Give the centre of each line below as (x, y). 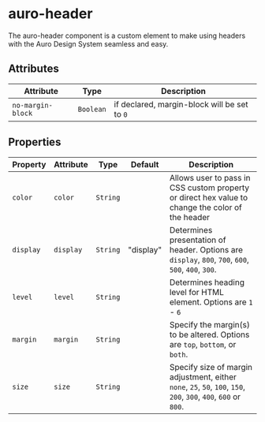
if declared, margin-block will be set (181, 104)
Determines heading (207, 282)
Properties (35, 142)
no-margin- (32, 105)
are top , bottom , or (203, 344)
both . (179, 354)
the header (190, 217)
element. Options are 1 (211, 302)
